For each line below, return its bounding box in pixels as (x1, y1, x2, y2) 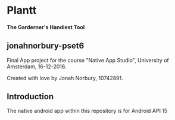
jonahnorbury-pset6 (7, 41, 85, 51)
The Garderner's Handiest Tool (7, 23, 85, 30)
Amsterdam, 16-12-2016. (7, 63, 67, 70)
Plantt (7, 4, 37, 17)
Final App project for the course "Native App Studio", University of (7, 56, 169, 64)
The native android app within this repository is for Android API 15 (7, 108, 168, 115)
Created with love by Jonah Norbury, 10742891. (7, 74, 124, 81)
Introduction (7, 91, 54, 102)
